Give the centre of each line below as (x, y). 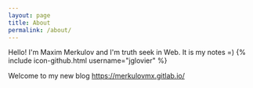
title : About (29, 23)
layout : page (29, 15)
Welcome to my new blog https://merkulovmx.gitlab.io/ (97, 76)
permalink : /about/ (40, 30)
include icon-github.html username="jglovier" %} (88, 60)
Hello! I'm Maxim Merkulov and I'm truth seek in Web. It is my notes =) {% (127, 53)
